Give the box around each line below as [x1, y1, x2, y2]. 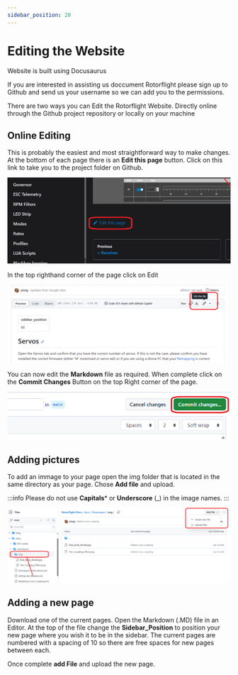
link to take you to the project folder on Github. [7, 163, 144, 172]
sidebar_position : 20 [7, 11, 72, 18]
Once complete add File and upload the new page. [7, 659, 156, 668]
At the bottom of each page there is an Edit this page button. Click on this [7, 156, 223, 165]
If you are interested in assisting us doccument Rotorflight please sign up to [7, 80, 228, 89]
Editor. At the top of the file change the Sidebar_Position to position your [7, 623, 221, 632]
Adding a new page [7, 597, 94, 609]
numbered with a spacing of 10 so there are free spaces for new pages [7, 638, 215, 647]
